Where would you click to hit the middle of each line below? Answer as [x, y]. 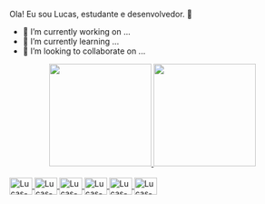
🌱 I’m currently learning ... [71, 41]
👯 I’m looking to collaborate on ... [84, 51]
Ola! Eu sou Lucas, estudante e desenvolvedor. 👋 [101, 14]
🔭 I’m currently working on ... [76, 31]
